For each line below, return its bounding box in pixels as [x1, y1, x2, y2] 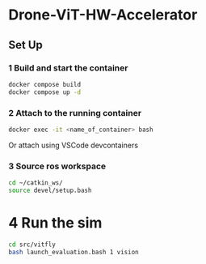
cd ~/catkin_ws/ [8, 179, 63, 187]
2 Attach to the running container [8, 107, 142, 118]
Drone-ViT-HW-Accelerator [8, 6, 198, 24]
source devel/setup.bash [8, 186, 92, 194]
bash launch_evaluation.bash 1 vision [8, 248, 139, 256]
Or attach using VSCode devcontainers [8, 140, 139, 150]
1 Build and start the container [8, 62, 128, 74]
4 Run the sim [8, 214, 103, 232]
